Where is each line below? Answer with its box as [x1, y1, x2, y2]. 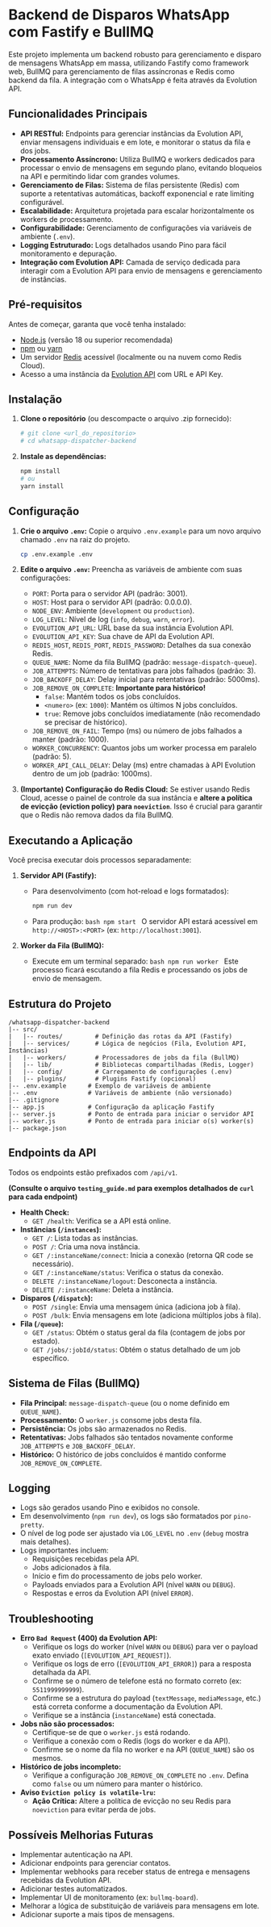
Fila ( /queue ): [19, 1319, 65, 1328]
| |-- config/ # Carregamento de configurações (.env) [8, 1068, 232, 1076]
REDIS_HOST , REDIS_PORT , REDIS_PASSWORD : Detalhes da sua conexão [31, 640, 252, 650]
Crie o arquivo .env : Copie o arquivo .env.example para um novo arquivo [19, 526, 261, 536]
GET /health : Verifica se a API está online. [31, 1216, 172, 1226]
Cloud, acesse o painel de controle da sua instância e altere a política [19, 793, 252, 803]
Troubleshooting [8, 1611, 94, 1625]
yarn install [19, 482, 65, 490]
